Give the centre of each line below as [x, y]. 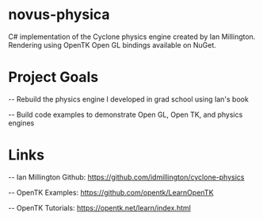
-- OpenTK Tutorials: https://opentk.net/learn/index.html [100, 207]
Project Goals [53, 77]
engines [21, 123]
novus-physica [59, 15]
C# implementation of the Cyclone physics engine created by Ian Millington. [132, 37]
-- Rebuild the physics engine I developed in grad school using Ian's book [129, 99]
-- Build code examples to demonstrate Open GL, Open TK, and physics [126, 114]
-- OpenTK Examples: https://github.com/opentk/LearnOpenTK [111, 192]
